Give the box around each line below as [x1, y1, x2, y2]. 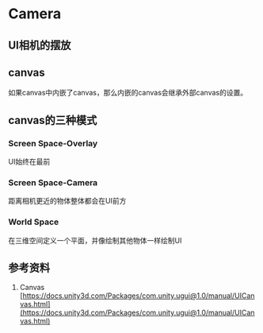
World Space [8, 216, 59, 227]
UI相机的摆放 [8, 38, 71, 52]
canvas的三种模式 [8, 113, 97, 127]
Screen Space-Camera [8, 177, 98, 188]
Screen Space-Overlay [8, 137, 98, 149]
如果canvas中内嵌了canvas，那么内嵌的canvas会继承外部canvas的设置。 [8, 88, 248, 98]
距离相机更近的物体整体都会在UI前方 [8, 196, 127, 206]
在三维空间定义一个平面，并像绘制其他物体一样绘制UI [8, 235, 182, 245]
